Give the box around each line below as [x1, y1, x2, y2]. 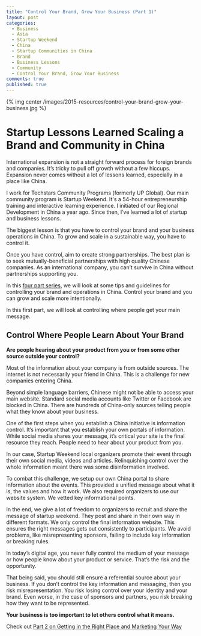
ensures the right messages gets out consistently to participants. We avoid [6, 525, 191, 532]
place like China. [6, 177, 47, 184]
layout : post [6, 14, 39, 20]
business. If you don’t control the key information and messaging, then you [6, 580, 191, 587]
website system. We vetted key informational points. [6, 494, 136, 501]
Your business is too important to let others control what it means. [6, 611, 175, 618]
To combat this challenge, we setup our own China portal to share [6, 475, 169, 482]
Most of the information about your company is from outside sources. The [6, 364, 189, 371]
